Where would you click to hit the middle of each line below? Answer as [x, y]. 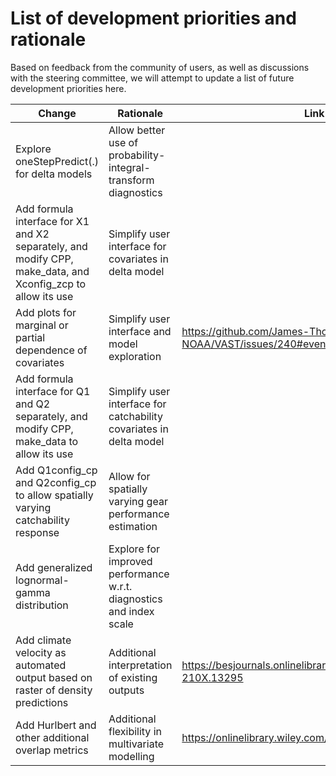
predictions [42, 702]
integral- [129, 167]
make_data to [47, 441]
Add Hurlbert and [56, 725]
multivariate [136, 744]
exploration [135, 356]
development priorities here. [68, 88]
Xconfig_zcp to [51, 284]
